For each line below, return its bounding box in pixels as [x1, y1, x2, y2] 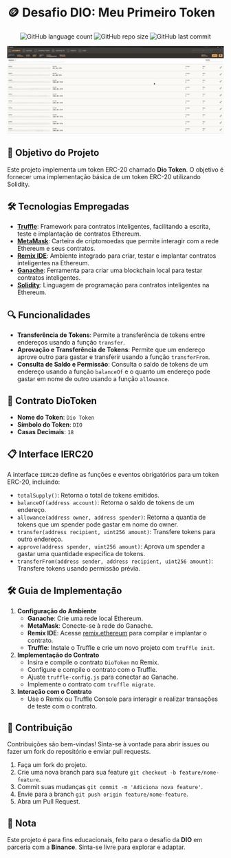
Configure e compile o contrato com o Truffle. [27, 665, 157, 673]
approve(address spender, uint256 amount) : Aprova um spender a [16, 542, 205, 551]
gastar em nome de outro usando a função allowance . [16, 375, 170, 383]
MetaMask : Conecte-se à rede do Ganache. [27, 621, 153, 630]
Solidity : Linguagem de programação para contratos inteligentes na [16, 281, 210, 289]
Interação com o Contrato [16, 687, 92, 695]
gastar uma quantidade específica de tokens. [16, 549, 146, 558]
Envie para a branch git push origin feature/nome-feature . [16, 790, 189, 799]
